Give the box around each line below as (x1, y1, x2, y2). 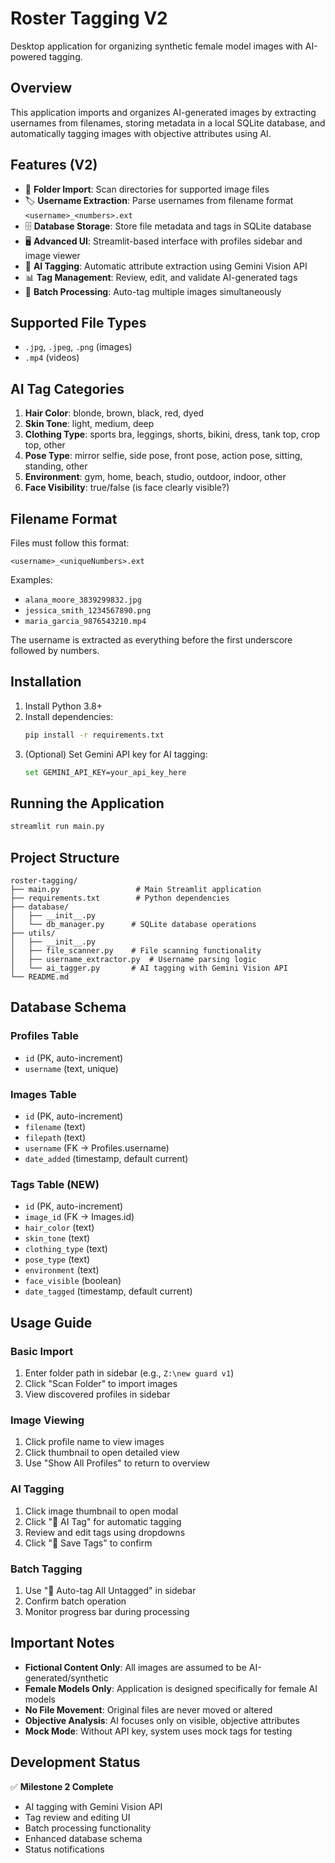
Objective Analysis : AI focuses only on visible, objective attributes (24, 1714, 300, 1726)
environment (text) (24, 1264, 100, 1276)
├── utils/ (10, 928, 56, 939)
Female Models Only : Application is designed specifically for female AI (24, 1682, 318, 1694)
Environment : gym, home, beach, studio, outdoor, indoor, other (24, 471, 287, 483)
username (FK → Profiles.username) (24, 1142, 170, 1154)
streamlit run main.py (10, 822, 105, 832)
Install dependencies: (24, 710, 114, 722)
